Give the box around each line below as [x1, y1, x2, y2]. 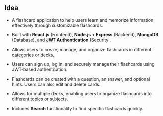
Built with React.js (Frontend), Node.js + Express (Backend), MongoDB [11, 31, 159, 37]
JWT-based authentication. [11, 66, 68, 72]
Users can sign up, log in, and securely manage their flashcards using [11, 61, 155, 67]
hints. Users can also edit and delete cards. [11, 81, 101, 87]
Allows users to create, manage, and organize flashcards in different [11, 46, 152, 52]
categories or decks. [11, 52, 54, 58]
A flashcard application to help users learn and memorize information [11, 17, 154, 23]
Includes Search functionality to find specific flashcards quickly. [11, 105, 144, 111]
